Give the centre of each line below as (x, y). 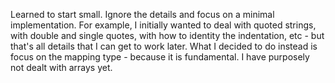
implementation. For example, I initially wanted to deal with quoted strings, (163, 25)
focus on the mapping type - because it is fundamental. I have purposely (160, 57)
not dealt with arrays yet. (61, 67)
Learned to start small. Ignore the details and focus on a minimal (142, 14)
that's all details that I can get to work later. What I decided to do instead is (164, 46)
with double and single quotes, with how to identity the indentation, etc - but (167, 35)
